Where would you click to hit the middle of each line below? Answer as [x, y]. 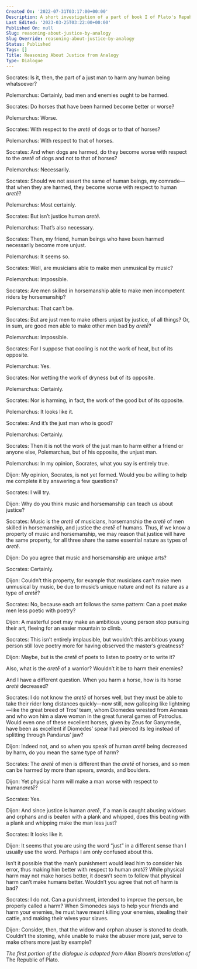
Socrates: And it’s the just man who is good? [59, 423]
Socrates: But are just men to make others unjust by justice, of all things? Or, [98, 319]
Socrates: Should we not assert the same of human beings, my [82, 181]
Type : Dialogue [25, 60]
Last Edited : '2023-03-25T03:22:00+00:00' [58, 22]
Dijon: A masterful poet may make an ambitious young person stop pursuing [98, 622]
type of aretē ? [23, 593]
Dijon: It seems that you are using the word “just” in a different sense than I [96, 845]
